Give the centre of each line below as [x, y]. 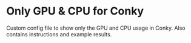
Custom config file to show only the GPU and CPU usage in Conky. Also [96, 28]
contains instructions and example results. [59, 34]
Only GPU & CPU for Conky [75, 11]
